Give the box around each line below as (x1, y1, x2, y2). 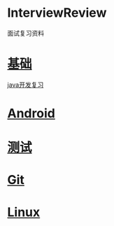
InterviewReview (7, 5, 107, 21)
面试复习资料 (7, 29, 44, 37)
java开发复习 (7, 80, 44, 89)
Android (7, 106, 56, 122)
